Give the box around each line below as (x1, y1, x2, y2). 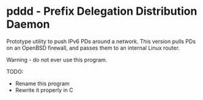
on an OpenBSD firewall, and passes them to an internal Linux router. (6, 44, 180, 52)
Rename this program (15, 80, 70, 87)
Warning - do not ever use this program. (6, 56, 108, 63)
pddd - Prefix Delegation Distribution (6, 4, 197, 18)
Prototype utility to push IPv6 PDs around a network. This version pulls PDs (6, 37, 196, 45)
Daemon (6, 17, 50, 31)
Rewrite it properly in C (15, 86, 73, 93)
